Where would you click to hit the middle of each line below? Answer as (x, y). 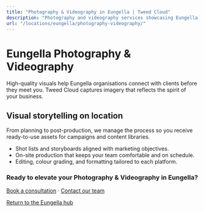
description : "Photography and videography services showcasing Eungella (102, 18)
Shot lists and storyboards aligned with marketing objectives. (92, 149)
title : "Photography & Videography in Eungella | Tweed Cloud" (89, 12)
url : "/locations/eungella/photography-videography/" (76, 23)
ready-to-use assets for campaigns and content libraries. (78, 137)
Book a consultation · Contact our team (56, 191)
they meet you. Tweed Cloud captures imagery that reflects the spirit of (96, 90)
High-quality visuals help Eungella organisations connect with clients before (102, 84)
